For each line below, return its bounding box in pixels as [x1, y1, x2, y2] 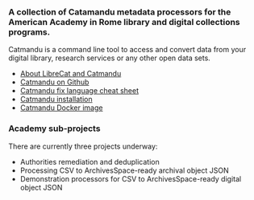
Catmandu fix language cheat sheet [19, 86, 139, 96]
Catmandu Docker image [19, 103, 103, 112]
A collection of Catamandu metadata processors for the [8, 6, 231, 18]
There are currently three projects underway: [8, 141, 158, 151]
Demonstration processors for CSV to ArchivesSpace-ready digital [19, 173, 242, 183]
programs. [8, 27, 51, 38]
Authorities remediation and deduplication [19, 157, 160, 166]
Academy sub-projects [8, 123, 101, 134]
